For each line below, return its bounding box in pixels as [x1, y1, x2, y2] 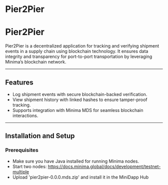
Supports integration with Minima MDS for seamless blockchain [12, 107, 143, 113]
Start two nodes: [12, 163, 47, 169]
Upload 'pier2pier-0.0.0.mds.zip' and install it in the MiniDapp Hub [12, 174, 149, 180]
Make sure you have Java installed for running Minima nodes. [12, 158, 139, 164]
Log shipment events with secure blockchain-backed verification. [12, 91, 147, 97]
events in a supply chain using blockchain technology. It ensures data [5, 48, 148, 54]
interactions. [12, 112, 38, 118]
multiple [12, 168, 29, 174]
